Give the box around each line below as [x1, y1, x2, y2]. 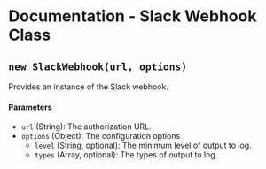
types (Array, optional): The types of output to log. [34, 150, 218, 160]
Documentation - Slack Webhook [8, 6, 257, 27]
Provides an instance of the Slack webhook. [8, 81, 169, 92]
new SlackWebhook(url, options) [8, 60, 188, 73]
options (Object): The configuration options [20, 131, 181, 142]
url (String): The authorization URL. [20, 121, 152, 132]
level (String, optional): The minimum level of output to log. [34, 140, 252, 151]
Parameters [8, 102, 52, 112]
